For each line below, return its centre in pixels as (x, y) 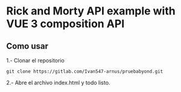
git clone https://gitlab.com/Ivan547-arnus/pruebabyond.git (85, 72)
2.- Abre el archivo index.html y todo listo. (58, 83)
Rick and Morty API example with (91, 11)
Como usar (27, 46)
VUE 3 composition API (65, 24)
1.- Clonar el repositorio (35, 60)
